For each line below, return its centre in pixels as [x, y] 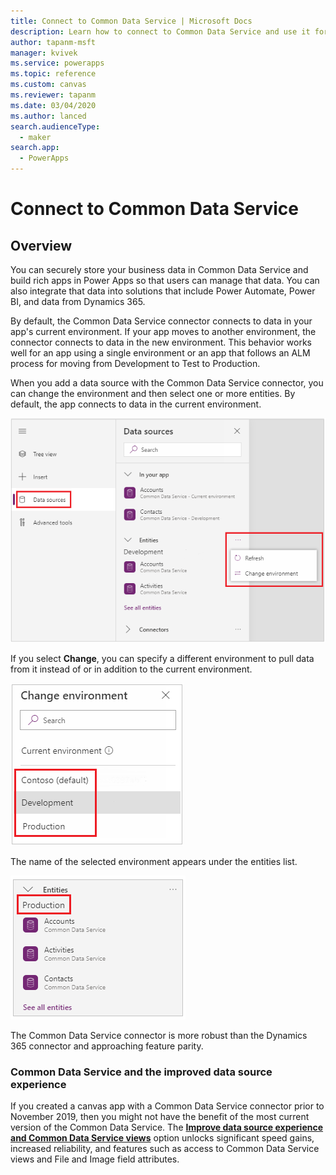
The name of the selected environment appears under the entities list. [154, 861]
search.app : [35, 148]
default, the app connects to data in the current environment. [136, 404]
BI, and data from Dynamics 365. [78, 301]
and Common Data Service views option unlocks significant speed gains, [162, 1138]
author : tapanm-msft [53, 42]
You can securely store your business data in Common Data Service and [159, 269]
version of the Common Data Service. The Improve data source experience [167, 1127]
